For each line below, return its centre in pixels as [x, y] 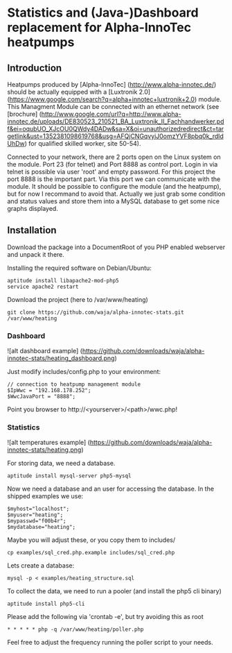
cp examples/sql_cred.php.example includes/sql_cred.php [91, 553]
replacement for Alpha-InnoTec [99, 27]
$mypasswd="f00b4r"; [37, 521]
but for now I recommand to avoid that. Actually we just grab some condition [116, 194]
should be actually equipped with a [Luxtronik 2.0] [79, 92]
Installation [32, 230]
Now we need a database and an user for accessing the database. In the [111, 489]
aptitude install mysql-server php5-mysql [69, 476]
